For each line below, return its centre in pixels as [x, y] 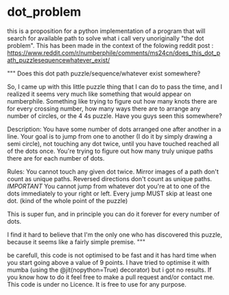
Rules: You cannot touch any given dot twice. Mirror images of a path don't [113, 172]
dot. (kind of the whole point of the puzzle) [68, 200]
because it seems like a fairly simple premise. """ [76, 241]
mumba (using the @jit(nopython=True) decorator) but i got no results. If [109, 270]
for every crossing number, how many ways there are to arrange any [104, 108]
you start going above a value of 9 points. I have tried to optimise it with [108, 262]
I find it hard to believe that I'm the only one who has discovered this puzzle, [115, 235]
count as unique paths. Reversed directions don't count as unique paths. [110, 178]
